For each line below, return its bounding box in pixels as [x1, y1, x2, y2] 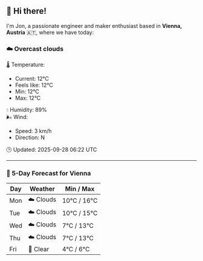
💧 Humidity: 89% [6, 106, 47, 114]
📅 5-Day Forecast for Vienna [6, 169, 91, 178]
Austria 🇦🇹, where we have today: [6, 29, 94, 36]
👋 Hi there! [6, 6, 47, 16]
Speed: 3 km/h [14, 127, 53, 135]
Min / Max [65, 185, 95, 193]
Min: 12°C [14, 88, 39, 95]
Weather [29, 185, 56, 193]
